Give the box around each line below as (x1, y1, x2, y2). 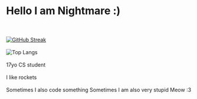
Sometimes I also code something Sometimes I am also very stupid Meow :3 (6, 86, 192, 93)
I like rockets (6, 74, 37, 81)
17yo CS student (6, 61, 46, 68)
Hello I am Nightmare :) (6, 4, 121, 18)
